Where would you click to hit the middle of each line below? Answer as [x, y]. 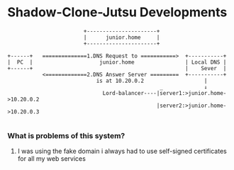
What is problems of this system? [66, 135]
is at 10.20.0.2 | [152, 81]
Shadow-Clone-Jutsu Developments [117, 12]
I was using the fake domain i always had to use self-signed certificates [122, 151]
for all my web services [52, 159]
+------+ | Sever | [117, 68]
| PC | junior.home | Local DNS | [117, 62]
